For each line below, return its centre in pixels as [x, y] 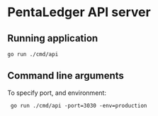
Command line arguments [66, 76]
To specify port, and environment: [57, 93]
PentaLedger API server [79, 12]
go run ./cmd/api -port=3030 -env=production [79, 105]
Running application [53, 38]
